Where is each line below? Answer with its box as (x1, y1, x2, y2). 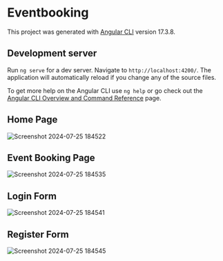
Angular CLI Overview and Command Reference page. (7, 94, 162, 102)
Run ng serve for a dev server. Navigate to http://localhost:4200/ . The (7, 65, 212, 74)
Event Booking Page (7, 152, 95, 163)
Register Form (7, 229, 69, 240)
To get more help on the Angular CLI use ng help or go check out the (7, 86, 203, 94)
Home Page (7, 114, 58, 125)
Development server (7, 48, 97, 59)
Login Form (7, 190, 57, 202)
